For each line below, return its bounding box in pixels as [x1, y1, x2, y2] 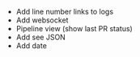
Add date [15, 41, 47, 51]
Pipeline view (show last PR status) [15, 24, 134, 33]
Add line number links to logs [15, 7, 114, 16]
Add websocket [15, 15, 69, 25]
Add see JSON [15, 32, 66, 42]
